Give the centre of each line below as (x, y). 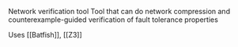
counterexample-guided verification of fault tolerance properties (113, 20)
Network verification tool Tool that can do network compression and (119, 11)
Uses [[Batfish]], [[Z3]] (45, 35)
